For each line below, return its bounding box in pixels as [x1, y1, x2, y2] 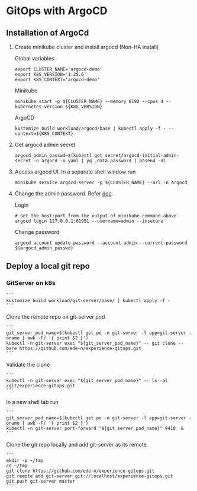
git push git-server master [6, 478, 76, 484]
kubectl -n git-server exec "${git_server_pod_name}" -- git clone [6, 340, 176, 346]
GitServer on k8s [6, 279, 56, 287]
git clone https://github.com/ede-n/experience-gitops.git [6, 468, 155, 474]
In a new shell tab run [6, 398, 59, 405]
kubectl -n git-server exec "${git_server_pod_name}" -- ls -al [6, 377, 168, 383]
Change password [14, 229, 60, 235]
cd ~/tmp [6, 463, 28, 468]
